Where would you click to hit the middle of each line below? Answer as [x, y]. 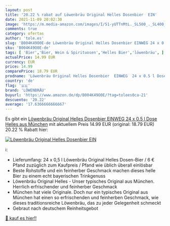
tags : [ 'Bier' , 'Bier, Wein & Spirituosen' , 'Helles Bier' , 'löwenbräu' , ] [85, 52]
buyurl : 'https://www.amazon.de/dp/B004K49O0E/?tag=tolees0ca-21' [77, 95]
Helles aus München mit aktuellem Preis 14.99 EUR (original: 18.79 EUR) [80, 124]
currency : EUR [20, 62]
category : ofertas [25, 34]
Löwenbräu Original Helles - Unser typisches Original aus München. [83, 181]
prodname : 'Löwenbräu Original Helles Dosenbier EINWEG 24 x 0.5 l [80, 76]
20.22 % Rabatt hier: [27, 130]
